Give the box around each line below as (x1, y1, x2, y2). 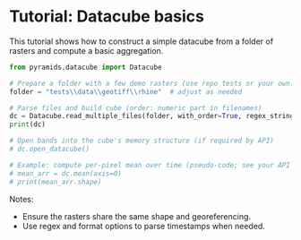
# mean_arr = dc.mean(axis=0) (9, 168, 123, 178)
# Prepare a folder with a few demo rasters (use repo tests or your (9, 79, 275, 88)
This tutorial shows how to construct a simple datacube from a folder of (9, 36, 274, 47)
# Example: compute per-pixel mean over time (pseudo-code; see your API (9, 160, 291, 169)
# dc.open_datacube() (9, 145, 90, 154)
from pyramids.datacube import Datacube (9, 63, 163, 72)
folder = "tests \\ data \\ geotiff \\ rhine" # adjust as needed (9, 87, 243, 96)
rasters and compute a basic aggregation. (9, 45, 164, 56)
